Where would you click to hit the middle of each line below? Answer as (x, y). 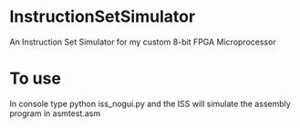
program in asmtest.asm (55, 113)
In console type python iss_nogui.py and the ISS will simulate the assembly (150, 103)
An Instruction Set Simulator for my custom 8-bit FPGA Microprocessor (143, 42)
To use (36, 79)
